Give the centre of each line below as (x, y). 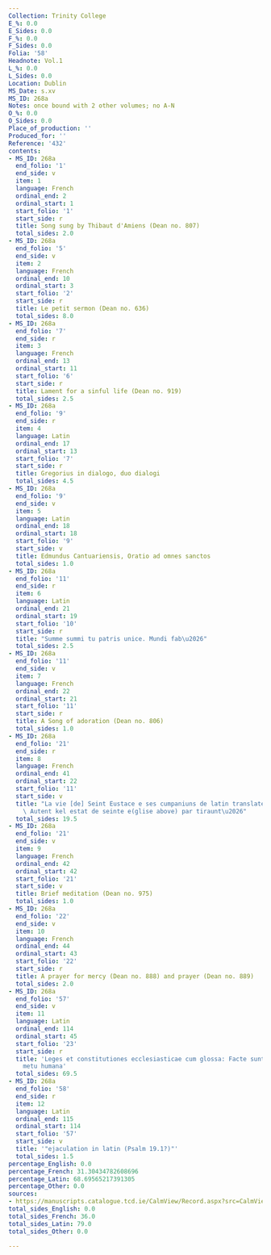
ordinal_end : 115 (45, 1119)
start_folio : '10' (47, 623)
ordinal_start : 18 (47, 533)
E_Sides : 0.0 (30, 31)
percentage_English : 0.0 (50, 1164)
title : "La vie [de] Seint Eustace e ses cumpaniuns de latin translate (140, 804)
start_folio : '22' (47, 961)
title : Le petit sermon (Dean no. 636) (83, 308)
